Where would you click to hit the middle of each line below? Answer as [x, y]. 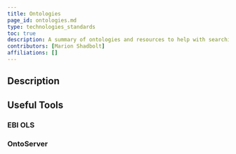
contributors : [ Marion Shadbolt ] [56, 46]
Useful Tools [35, 105]
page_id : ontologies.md [42, 20]
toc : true [22, 33]
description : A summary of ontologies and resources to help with [106, 40]
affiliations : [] [33, 53]
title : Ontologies [34, 14]
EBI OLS [21, 125]
